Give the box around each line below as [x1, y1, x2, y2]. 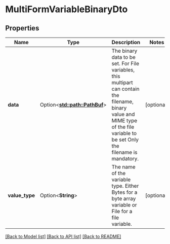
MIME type [111, 117, 138, 124]
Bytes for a [111, 189, 138, 196]
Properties [5, 24, 39, 32]
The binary [111, 47, 138, 54]
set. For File [111, 60, 139, 67]
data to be [111, 54, 136, 60]
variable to [111, 130, 137, 136]
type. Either [111, 183, 139, 189]
